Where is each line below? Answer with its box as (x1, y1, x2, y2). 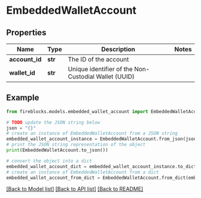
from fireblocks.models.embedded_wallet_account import (6, 108, 148, 114)
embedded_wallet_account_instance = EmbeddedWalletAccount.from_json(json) (6, 136, 199, 142)
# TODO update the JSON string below (6, 119, 100, 126)
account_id (9, 55, 42, 63)
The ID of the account (68, 55, 129, 63)
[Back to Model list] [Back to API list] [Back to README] (6, 185, 144, 193)
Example (6, 93, 39, 103)
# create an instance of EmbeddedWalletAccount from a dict (6, 169, 160, 175)
